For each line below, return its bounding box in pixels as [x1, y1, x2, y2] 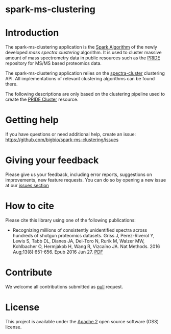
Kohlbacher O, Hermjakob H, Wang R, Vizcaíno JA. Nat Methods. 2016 [12, 243, 160, 249]
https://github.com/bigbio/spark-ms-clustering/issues [5, 137, 119, 143]
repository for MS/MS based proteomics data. [5, 60, 102, 66]
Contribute [5, 267, 53, 278]
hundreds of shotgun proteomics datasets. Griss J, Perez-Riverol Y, [12, 232, 155, 238]
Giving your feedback [5, 154, 99, 166]
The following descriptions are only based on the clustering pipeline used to [5, 91, 165, 97]
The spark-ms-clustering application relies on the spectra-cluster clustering [5, 70, 165, 76]
